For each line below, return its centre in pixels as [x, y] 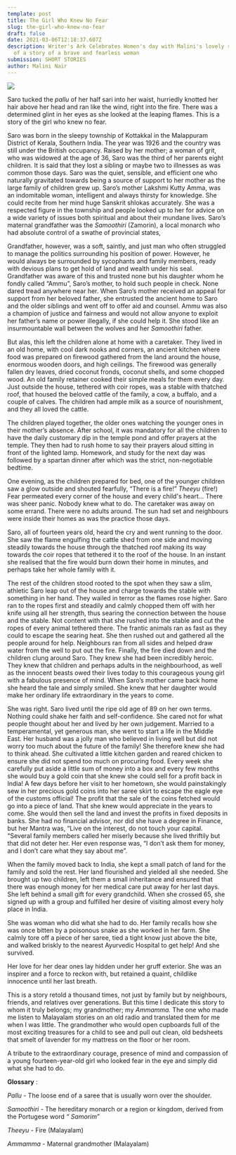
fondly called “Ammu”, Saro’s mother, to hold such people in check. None [113, 283]
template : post [29, 14]
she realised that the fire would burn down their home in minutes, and [108, 562]
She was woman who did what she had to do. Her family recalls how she [112, 922]
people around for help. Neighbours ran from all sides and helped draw [110, 643]
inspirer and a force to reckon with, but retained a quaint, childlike [102, 974]
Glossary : [23, 1082]
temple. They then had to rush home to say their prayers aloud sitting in [111, 445]
